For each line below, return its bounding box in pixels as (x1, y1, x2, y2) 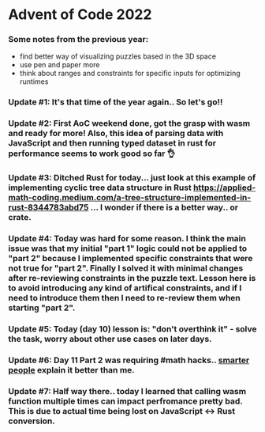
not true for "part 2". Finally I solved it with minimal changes (8, 263, 244, 274)
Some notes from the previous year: (8, 34, 149, 45)
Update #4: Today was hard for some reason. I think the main (8, 233, 246, 244)
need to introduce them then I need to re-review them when (8, 293, 241, 304)
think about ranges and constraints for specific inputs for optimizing (19, 69, 241, 78)
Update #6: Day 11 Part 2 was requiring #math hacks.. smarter (8, 354, 250, 366)
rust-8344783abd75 (8, 202, 89, 213)
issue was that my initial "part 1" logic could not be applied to (8, 243, 247, 254)
